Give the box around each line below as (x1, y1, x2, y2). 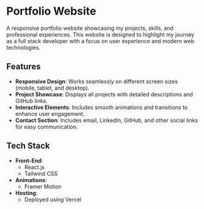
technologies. (6, 44, 41, 51)
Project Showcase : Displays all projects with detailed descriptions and (15, 90, 194, 98)
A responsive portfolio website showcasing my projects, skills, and (6, 24, 174, 32)
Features (6, 62, 41, 72)
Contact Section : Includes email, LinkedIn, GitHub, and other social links (15, 116, 199, 124)
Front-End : (15, 157, 43, 164)
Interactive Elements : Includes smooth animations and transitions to (15, 104, 188, 111)
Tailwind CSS (24, 169, 58, 177)
